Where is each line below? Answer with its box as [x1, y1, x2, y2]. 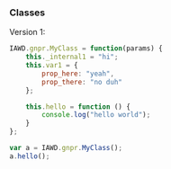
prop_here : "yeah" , [41, 69, 115, 78]
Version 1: [9, 27, 46, 38]
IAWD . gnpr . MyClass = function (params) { [9, 44, 164, 53]
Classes [9, 6, 46, 19]
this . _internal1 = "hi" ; [25, 52, 119, 62]
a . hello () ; [9, 151, 50, 161]
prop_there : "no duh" [41, 77, 123, 86]
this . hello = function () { [25, 102, 130, 111]
